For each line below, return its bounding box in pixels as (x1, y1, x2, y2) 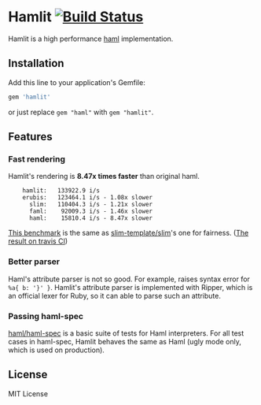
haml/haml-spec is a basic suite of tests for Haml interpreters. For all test (8, 328, 244, 338)
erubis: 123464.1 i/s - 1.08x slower (22, 194, 153, 202)
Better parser (8, 256, 61, 267)
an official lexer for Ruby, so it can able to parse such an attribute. (8, 291, 222, 300)
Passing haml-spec (8, 310, 84, 321)
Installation (8, 57, 64, 70)
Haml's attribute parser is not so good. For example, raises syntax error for (8, 274, 250, 284)
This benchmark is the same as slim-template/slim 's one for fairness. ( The (8, 229, 249, 238)
